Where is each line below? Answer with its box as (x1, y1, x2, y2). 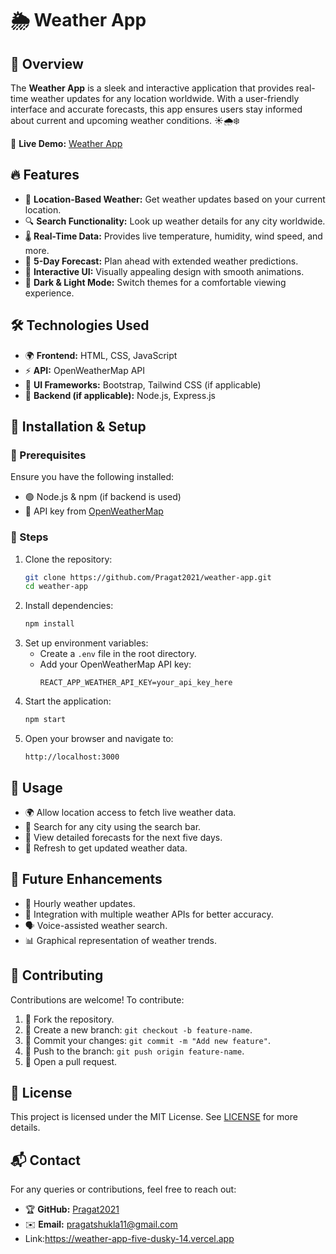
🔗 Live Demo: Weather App (10, 138, 123, 149)
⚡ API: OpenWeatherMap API (24, 364, 146, 376)
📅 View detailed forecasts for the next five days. (24, 831, 223, 843)
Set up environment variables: (24, 637, 149, 649)
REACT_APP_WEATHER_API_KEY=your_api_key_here (39, 678, 233, 688)
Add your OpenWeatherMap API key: (39, 658, 192, 671)
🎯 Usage (10, 779, 63, 796)
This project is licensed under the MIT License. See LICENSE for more (10, 1111, 298, 1123)
